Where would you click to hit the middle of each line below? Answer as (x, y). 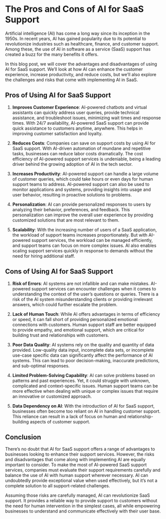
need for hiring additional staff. (43, 256)
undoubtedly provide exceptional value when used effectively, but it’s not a (81, 480)
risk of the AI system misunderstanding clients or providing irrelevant (83, 299)
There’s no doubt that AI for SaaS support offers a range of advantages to (80, 449)
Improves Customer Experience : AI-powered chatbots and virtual (80, 107)
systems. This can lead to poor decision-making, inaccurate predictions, (86, 360)
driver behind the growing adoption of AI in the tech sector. (72, 164)
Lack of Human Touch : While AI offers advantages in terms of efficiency (86, 314)
